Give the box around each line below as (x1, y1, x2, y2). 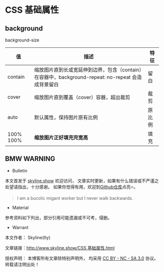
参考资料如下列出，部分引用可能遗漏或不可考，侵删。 (5, 214, 112, 220)
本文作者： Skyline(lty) (5, 234, 51, 240)
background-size (5, 37, 40, 43)
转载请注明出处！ (5, 261, 40, 267)
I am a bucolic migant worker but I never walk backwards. (17, 195, 133, 201)
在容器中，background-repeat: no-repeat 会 (34, 74, 137, 81)
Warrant (12, 224, 29, 230)
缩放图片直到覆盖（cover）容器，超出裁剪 (34, 94, 130, 101)
